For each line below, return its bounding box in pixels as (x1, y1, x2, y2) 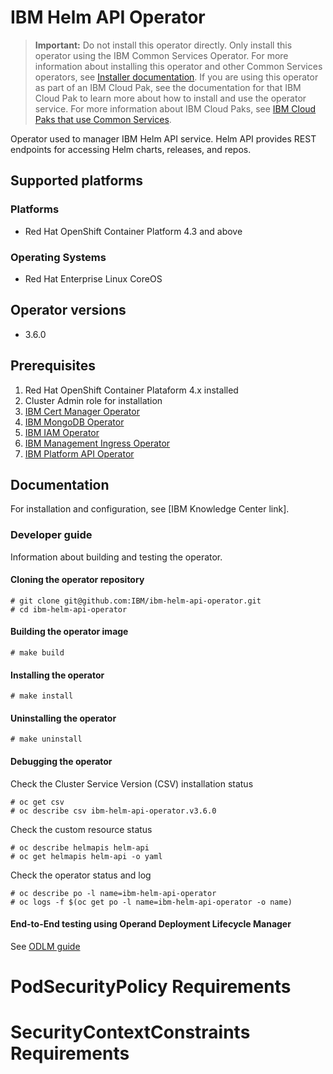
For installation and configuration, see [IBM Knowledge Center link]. (10, 503, 290, 515)
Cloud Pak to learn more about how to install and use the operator (34, 92, 307, 104)
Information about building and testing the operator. (10, 551, 223, 563)
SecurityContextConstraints (10, 1021, 251, 1044)
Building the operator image (10, 626, 129, 638)
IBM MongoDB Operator (24, 416, 125, 428)
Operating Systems (10, 250, 107, 264)
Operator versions (10, 302, 127, 319)
